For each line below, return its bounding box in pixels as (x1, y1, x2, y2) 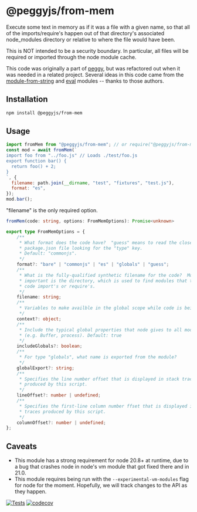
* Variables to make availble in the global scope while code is (19, 305, 182, 311)
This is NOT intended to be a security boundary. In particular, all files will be (6, 47, 189, 54)
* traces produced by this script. (19, 409, 107, 415)
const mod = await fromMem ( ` (6, 147, 77, 153)
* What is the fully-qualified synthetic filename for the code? (19, 272, 182, 278)
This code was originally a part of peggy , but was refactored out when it (6, 65, 181, 72)
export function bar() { (6, 158, 67, 164)
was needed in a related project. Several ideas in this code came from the (6, 71, 184, 78)
